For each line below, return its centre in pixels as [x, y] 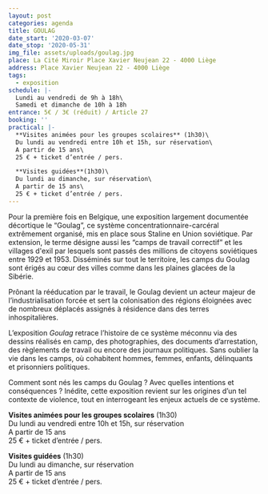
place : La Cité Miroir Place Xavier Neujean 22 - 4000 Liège [112, 61]
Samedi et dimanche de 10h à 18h [71, 105]
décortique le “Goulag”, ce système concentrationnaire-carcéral [114, 225]
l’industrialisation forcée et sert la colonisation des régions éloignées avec [130, 300]
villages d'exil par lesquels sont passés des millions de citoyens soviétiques [133, 251]
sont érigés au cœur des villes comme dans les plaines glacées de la [122, 267]
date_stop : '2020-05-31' [50, 46]
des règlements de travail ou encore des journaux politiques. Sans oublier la [133, 350]
